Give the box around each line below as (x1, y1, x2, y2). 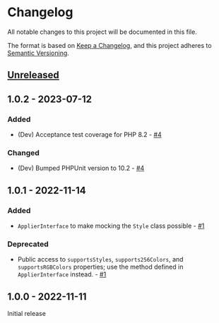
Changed (7, 147, 40, 157)
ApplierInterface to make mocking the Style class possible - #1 (17, 221, 205, 230)
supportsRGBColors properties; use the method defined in (17, 262, 184, 272)
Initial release (7, 310, 46, 318)
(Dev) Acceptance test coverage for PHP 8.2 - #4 (17, 130, 162, 139)
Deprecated (7, 239, 49, 249)
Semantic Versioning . (7, 49, 69, 57)
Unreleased (7, 69, 60, 81)
